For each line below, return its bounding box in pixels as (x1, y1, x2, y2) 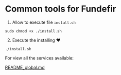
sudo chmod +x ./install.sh (5, 29, 62, 33)
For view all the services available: (5, 55, 74, 61)
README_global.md (5, 64, 45, 70)
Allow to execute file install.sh (12, 19, 76, 25)
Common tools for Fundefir (5, 3, 117, 15)
